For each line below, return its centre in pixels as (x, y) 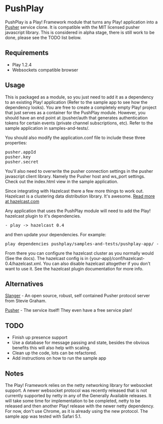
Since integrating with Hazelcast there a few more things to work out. (74, 191)
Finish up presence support (40, 338)
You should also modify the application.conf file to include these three (75, 138)
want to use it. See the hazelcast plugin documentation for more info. (74, 268)
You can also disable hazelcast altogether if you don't (97, 263)
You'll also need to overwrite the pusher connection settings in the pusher (79, 171)
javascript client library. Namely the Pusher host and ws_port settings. (75, 176)
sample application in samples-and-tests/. (47, 128)
